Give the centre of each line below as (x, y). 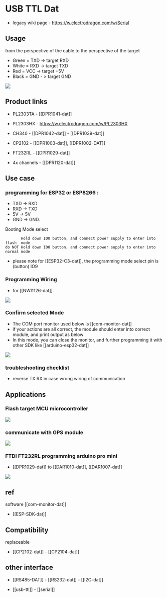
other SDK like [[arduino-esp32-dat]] (51, 345)
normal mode (18, 252)
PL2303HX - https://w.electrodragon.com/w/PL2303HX (70, 123)
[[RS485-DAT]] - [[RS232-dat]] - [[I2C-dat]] (58, 579)
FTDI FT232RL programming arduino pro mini (61, 456)
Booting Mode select (27, 229)
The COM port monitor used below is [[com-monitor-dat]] (72, 324)
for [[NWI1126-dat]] (32, 290)
